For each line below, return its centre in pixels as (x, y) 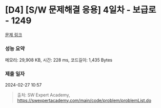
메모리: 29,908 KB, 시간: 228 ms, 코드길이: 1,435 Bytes (59, 60)
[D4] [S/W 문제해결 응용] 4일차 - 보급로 (81, 10)
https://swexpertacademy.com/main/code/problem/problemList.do (84, 100)
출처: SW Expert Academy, (43, 95)
